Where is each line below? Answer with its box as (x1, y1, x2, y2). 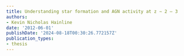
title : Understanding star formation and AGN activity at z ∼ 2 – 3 (6, 8, 178, 15)
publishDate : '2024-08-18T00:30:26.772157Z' (6, 30, 117, 36)
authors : (6, 14, 28, 20)
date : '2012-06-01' (6, 24, 54, 31)
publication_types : (6, 36, 54, 41)
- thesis (6, 41, 28, 47)
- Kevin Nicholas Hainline (6, 19, 73, 25)
